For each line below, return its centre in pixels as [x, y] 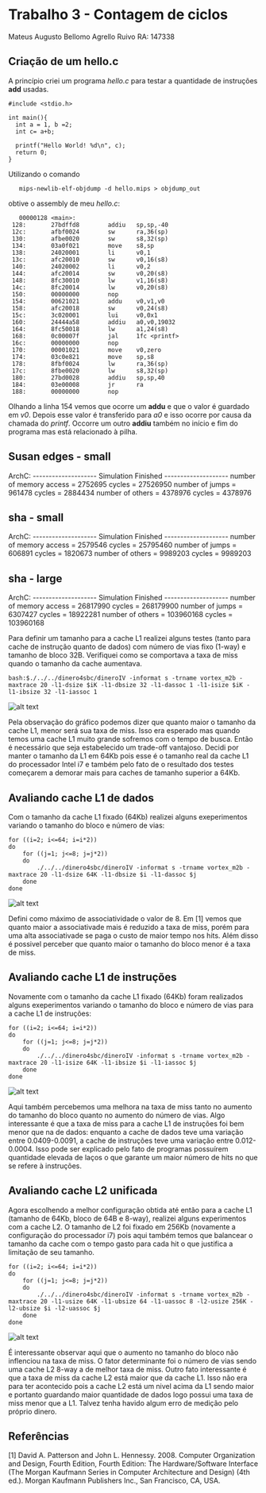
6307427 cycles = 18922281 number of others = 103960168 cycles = [121, 615]
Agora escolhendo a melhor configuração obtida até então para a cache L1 [130, 1209]
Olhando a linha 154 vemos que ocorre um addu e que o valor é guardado [129, 406]
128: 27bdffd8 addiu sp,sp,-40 [90, 225]
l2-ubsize [25, 1308]
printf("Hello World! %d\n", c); [71, 145]
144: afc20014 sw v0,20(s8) [90, 273]
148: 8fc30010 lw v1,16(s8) [90, 280]
